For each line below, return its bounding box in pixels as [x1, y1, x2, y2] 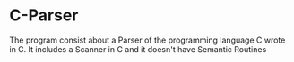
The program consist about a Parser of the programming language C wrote [9, 35, 286, 45]
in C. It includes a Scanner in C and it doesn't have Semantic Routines [9, 43, 267, 54]
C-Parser [9, 5, 79, 26]
